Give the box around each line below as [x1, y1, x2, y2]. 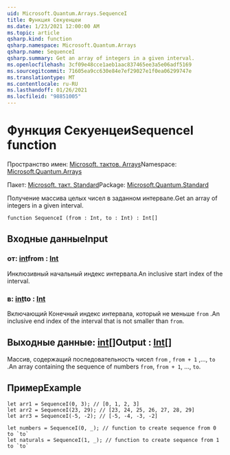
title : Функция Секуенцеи [7, 16, 81, 23]
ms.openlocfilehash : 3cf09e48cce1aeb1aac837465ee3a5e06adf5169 [7, 61, 192, 68]
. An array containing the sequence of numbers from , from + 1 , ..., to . [7, 362, 201, 370]
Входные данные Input [7, 233, 108, 245]
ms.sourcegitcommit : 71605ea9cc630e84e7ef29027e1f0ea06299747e [7, 67, 192, 74]
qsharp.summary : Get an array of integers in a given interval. [7, 55, 195, 62]
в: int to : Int [7, 293, 46, 303]
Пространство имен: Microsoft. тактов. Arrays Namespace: [7, 159, 177, 168]
